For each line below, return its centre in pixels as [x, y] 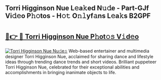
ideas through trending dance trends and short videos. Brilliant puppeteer [81, 62]
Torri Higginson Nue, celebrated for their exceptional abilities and [72, 67]
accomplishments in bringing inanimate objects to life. [61, 72]
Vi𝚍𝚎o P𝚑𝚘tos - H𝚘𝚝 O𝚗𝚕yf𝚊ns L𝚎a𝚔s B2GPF [78, 16]
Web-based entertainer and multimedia [109, 51]
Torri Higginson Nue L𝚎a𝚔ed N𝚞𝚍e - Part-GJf [77, 8]
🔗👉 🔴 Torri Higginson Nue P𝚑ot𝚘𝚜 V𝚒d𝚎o [72, 37]
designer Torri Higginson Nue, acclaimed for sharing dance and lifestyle [79, 56]
